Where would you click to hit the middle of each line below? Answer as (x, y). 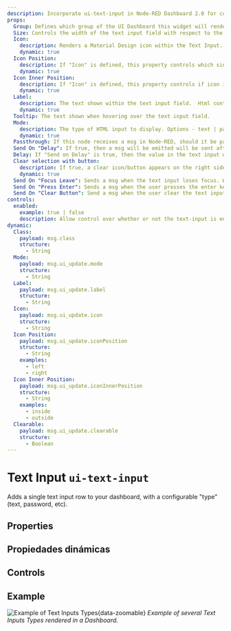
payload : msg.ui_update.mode (61, 264)
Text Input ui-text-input (78, 478)
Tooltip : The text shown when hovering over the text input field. (112, 116)
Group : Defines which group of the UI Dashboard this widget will (110, 26)
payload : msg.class (47, 238)
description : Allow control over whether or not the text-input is (118, 219)
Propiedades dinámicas (59, 549)
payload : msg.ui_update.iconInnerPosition (81, 386)
